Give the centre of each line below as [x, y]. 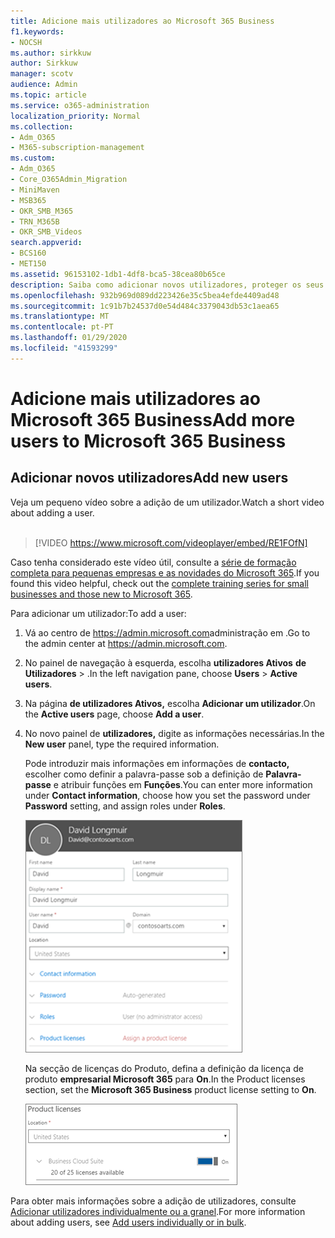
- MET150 [28, 264]
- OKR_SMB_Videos [46, 232]
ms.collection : [42, 126]
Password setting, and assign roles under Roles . [125, 806]
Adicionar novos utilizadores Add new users [149, 478]
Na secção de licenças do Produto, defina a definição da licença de [164, 1068]
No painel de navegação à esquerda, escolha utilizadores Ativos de [165, 662]
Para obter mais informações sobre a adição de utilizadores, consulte [153, 1201]
